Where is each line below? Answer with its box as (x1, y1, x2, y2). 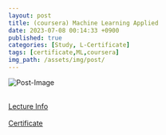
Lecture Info (8, 101, 49, 111)
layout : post (8, 11, 52, 20)
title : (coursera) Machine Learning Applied (8, 19, 159, 27)
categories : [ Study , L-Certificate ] (8, 41, 130, 49)
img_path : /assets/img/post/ (8, 56, 105, 64)
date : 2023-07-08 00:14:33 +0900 (8, 26, 120, 34)
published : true (8, 33, 62, 42)
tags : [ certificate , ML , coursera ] (8, 48, 120, 56)
